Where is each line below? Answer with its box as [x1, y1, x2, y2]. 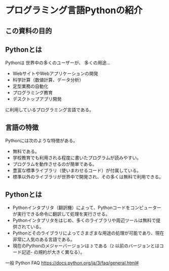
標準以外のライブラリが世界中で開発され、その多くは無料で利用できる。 [12, 174, 163, 180]
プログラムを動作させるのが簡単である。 [12, 161, 97, 167]
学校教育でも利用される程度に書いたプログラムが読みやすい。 [12, 155, 142, 161]
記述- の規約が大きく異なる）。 [21, 249, 85, 255]
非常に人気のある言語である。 [12, 236, 75, 243]
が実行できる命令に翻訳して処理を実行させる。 [12, 211, 110, 217]
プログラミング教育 [12, 89, 53, 96]
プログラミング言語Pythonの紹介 [5, 5, 143, 16]
